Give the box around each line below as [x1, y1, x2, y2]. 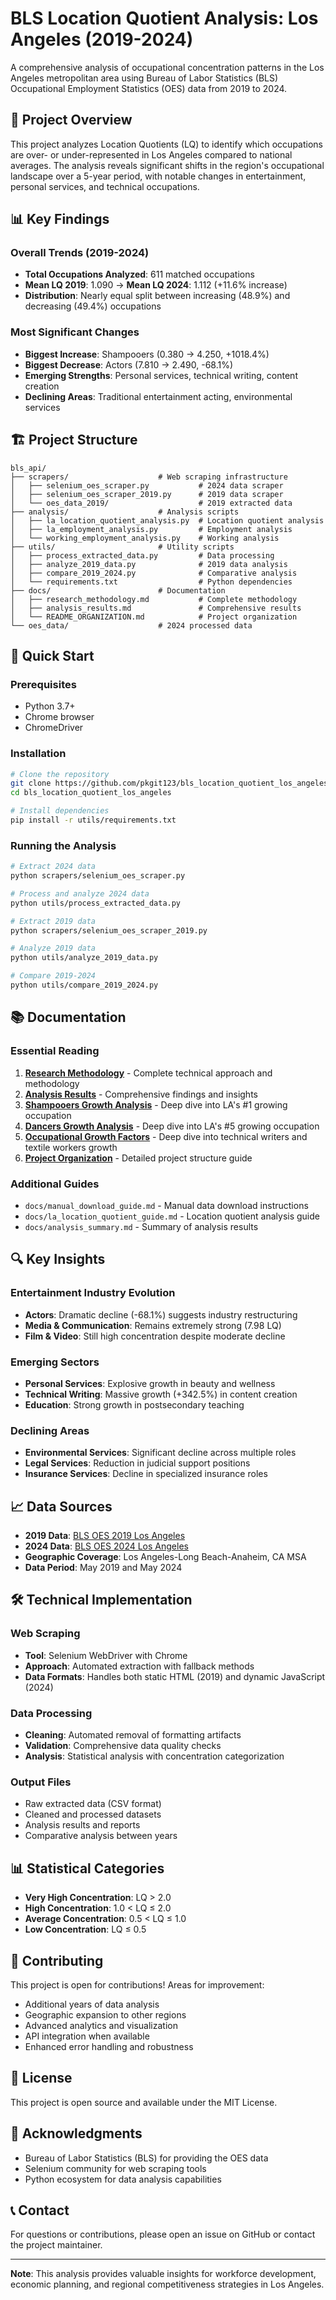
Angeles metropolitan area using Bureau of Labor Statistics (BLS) [10, 72, 279, 84]
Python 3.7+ [24, 700, 76, 712]
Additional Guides [10, 1177, 100, 1191]
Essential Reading [10, 1044, 100, 1058]
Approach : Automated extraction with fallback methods [24, 1660, 255, 1672]
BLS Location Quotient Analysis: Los [10, 7, 319, 30]
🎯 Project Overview [10, 112, 133, 129]
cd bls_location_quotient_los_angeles [10, 788, 172, 798]
